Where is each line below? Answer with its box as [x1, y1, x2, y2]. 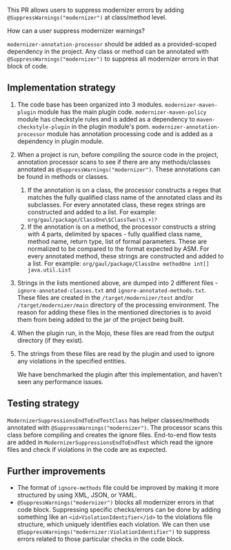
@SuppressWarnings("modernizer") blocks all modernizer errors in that [17, 498, 214, 506]
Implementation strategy [7, 82, 116, 94]
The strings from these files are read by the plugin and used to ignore [17, 349, 215, 358]
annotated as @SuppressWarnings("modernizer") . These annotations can [17, 165, 221, 173]
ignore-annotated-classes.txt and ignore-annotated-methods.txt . [17, 286, 207, 294]
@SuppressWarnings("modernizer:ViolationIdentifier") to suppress [17, 528, 210, 536]
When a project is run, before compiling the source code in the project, [17, 150, 219, 158]
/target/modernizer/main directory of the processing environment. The [17, 301, 219, 309]
